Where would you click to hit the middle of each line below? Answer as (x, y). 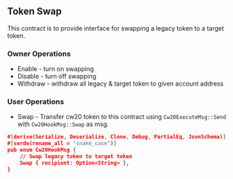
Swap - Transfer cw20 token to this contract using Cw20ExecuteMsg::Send (122, 117)
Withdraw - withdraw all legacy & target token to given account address (120, 84)
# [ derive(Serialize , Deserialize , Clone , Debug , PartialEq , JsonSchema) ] (117, 137)
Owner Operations (39, 54)
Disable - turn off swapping (57, 77)
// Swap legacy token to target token (76, 157)
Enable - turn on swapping (55, 69)
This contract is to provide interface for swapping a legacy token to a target (116, 28)
